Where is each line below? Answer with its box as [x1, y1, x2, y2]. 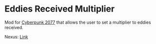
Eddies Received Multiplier [4, 3, 115, 15]
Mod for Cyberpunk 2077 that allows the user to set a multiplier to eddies [4, 19, 151, 25]
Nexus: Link [4, 34, 28, 40]
